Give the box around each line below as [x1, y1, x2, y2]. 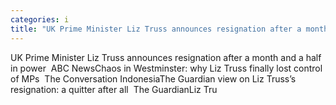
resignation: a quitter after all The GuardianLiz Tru [10, 83, 218, 95]
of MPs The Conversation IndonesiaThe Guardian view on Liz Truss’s [10, 72, 297, 85]
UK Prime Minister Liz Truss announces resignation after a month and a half [10, 51, 322, 63]
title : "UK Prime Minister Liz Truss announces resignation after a [10, 24, 302, 34]
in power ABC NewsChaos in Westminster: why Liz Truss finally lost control [10, 62, 323, 74]
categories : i [10, 14, 70, 25]
